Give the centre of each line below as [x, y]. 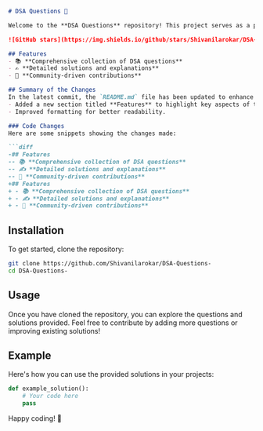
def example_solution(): [49, 389]
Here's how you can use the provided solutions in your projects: [111, 374]
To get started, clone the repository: [66, 249]
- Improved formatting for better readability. [87, 111]
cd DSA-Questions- [38, 271]
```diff [21, 148]
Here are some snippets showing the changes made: [92, 133]
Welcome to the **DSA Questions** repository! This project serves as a [129, 25]
